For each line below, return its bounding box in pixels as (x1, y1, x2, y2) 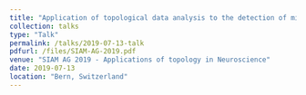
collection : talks (9, 22, 79, 31)
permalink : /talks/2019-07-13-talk (9, 38, 145, 48)
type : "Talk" (9, 30, 59, 39)
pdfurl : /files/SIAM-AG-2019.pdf (9, 47, 137, 56)
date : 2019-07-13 (9, 64, 76, 73)
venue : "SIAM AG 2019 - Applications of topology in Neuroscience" (9, 55, 271, 64)
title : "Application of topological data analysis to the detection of (9, 13, 287, 23)
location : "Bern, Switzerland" (9, 72, 128, 81)
